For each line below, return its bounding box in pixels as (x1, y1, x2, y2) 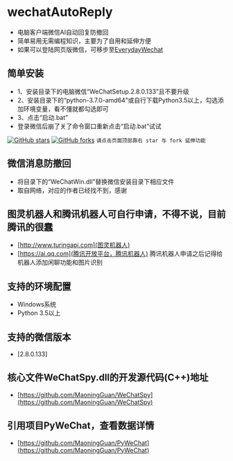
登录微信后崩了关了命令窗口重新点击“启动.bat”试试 (17, 122, 162, 130)
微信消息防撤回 (7, 157, 71, 170)
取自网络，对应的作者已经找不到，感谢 (17, 186, 127, 194)
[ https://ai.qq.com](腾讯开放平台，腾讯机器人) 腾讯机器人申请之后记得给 (17, 250, 223, 258)
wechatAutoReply (7, 4, 113, 20)
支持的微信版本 (7, 331, 71, 343)
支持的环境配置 (7, 280, 71, 292)
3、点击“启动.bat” (17, 113, 68, 121)
